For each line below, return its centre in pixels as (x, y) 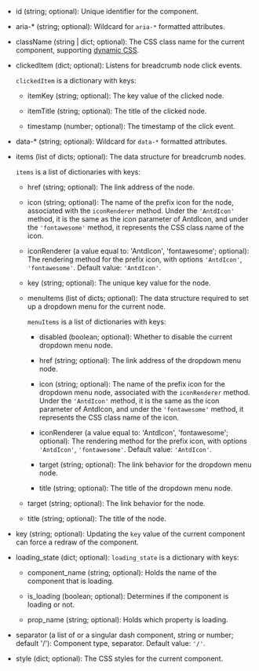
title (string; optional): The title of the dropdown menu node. (136, 488)
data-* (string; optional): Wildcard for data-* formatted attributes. (121, 141)
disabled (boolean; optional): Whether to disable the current (136, 337)
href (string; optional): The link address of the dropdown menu (140, 360)
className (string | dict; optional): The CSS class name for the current (130, 42)
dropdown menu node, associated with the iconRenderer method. (144, 392)
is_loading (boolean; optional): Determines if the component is (128, 596)
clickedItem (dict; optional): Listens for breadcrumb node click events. (129, 65)
